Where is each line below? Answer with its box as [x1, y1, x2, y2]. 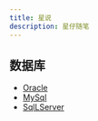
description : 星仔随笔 [9, 22, 90, 31]
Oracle [22, 83, 48, 94]
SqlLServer [22, 102, 65, 113]
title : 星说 [9, 13, 52, 23]
